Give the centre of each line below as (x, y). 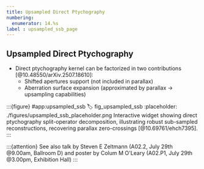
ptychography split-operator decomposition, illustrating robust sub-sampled (102, 122)
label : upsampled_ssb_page (42, 29)
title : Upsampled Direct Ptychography (56, 12)
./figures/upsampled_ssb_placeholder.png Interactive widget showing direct (102, 115)
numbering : (20, 18)
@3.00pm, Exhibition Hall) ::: (42, 160)
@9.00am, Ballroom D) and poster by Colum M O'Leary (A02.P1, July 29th (100, 153)
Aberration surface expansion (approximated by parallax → (98, 88)
